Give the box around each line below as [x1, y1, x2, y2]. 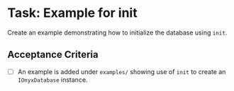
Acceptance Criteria [7, 49, 99, 61]
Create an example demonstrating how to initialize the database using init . [7, 28, 228, 37]
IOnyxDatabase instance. [17, 75, 88, 84]
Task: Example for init [7, 5, 138, 21]
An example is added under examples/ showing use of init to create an [17, 67, 226, 75]
